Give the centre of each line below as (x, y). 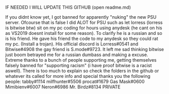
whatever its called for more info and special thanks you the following (78, 76)
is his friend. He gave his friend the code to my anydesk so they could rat (82, 38)
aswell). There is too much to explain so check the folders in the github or (82, 71)
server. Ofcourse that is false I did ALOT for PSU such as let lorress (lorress (84, 22)
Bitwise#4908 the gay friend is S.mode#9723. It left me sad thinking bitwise (84, 49)
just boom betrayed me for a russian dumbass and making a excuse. (77, 55)
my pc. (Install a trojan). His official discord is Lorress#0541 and (72, 44)
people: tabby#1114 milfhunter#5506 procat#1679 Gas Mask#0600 (75, 81)
